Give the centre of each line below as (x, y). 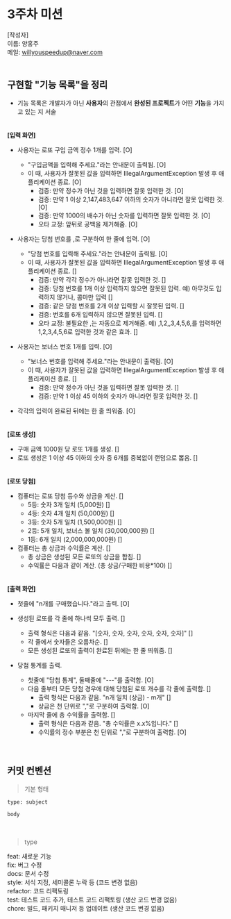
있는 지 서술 (41, 111)
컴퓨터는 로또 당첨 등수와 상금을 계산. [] (70, 496)
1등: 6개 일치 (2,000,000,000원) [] (75, 539)
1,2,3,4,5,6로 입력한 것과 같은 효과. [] (88, 331)
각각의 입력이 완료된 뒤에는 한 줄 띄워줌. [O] (76, 411)
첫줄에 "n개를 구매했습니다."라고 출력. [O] (73, 603)
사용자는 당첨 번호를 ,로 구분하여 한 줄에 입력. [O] (84, 239)
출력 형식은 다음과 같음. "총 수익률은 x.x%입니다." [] (108, 723)
